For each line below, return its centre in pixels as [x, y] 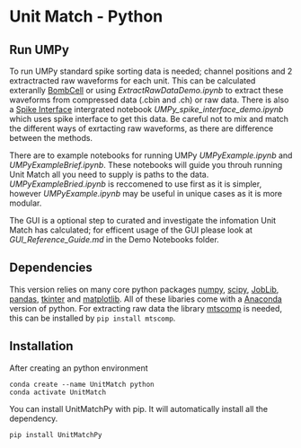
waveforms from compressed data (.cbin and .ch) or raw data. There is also [149, 100]
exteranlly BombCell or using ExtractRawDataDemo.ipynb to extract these [146, 90]
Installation [41, 346]
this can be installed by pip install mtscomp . [93, 318]
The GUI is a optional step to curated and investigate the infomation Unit [143, 220]
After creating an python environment [79, 368]
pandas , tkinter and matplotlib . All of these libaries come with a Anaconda [146, 299]
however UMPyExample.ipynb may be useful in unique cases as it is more [146, 193]
